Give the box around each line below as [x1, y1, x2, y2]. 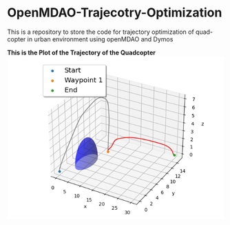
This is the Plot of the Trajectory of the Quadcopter [7, 48, 156, 57]
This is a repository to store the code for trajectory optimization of [7, 28, 194, 36]
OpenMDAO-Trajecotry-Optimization [7, 5, 222, 21]
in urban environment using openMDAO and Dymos [27, 35, 174, 43]
